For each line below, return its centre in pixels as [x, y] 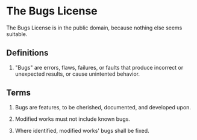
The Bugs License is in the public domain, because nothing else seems [94, 28]
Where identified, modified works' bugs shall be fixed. [82, 130]
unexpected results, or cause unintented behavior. [77, 74]
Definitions [27, 53]
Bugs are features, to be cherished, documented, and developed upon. [103, 107]
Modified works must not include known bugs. [73, 119]
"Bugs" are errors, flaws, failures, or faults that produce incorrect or [99, 67]
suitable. [17, 34]
